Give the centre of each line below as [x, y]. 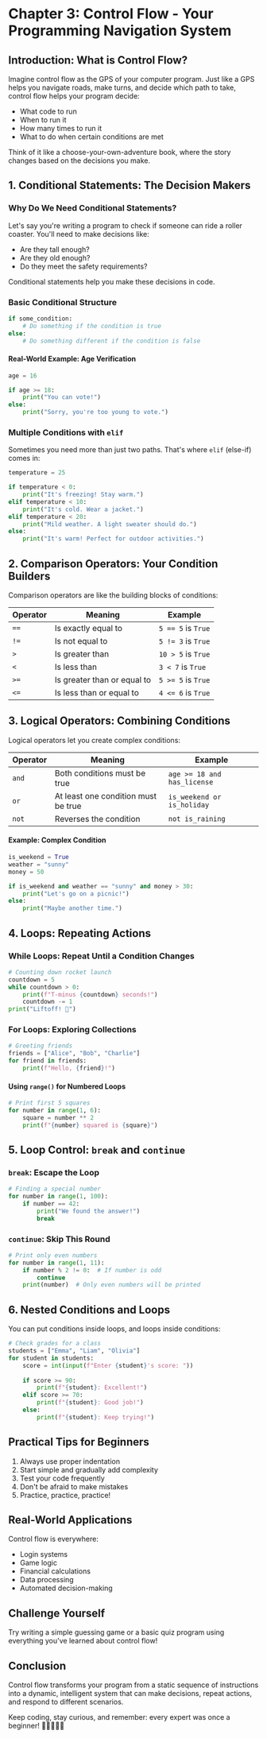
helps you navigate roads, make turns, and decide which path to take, [122, 87]
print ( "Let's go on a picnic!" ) [76, 894]
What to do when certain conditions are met [92, 137]
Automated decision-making [66, 1588]
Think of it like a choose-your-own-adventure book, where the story [120, 152]
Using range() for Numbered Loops [67, 1086]
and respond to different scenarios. [66, 1702]
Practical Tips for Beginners [79, 1442]
